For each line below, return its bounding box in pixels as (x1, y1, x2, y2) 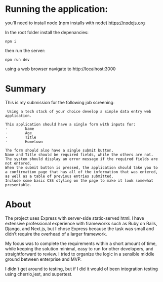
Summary (5, 83, 46, 94)
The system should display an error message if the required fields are (5, 157, 158, 161)
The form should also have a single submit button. (5, 148, 114, 153)
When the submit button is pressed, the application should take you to (5, 165, 158, 170)
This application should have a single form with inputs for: (5, 122, 136, 127)
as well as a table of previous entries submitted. (5, 174, 114, 179)
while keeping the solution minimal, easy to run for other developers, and (5, 245, 154, 251)
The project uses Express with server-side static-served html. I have (5, 215, 144, 221)
